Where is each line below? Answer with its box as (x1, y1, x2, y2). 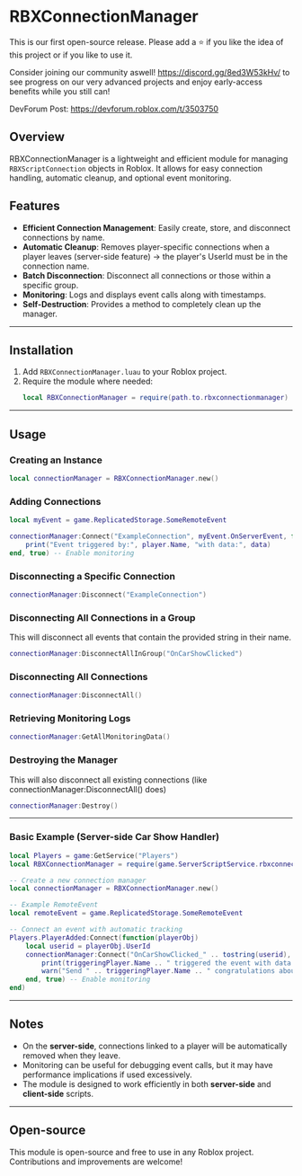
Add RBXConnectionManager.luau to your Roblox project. (22, 367, 227, 377)
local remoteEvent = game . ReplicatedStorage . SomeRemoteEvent (9, 909, 244, 918)
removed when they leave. (22, 1049, 121, 1061)
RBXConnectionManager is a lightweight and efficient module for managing (9, 153, 289, 164)
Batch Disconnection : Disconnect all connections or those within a (22, 270, 271, 280)
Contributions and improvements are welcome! (9, 1156, 182, 1167)
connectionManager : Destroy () (9, 801, 119, 810)
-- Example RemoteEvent (9, 900, 99, 909)
